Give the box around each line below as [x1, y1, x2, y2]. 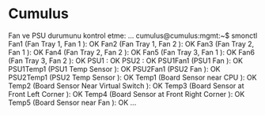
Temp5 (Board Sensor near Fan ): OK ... [8, 98, 137, 107]
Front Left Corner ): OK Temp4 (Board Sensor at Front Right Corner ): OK [8, 89, 245, 98]
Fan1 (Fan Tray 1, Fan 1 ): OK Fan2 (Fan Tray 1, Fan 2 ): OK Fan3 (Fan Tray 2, [8, 39, 255, 48]
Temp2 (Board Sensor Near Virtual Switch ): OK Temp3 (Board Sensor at [8, 80, 244, 91]
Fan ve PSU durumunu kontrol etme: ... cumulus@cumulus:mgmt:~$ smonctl [8, 31, 258, 40]
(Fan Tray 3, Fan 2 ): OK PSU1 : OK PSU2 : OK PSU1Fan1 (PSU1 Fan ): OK [8, 56, 244, 65]
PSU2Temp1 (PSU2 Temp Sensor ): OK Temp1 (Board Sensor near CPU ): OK [8, 72, 257, 82]
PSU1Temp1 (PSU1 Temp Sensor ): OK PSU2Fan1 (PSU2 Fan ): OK [8, 64, 221, 73]
